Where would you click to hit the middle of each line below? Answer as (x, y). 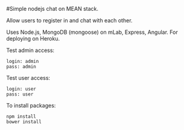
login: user (21, 89)
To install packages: (31, 106)
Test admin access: (30, 50)
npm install (21, 117)
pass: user (20, 94)
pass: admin (21, 67)
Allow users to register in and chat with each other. (69, 20)
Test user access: (28, 78)
